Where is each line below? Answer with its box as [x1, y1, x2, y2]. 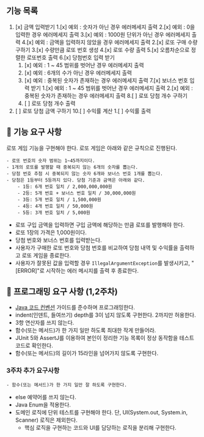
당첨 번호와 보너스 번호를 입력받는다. [15, 236, 102, 243]
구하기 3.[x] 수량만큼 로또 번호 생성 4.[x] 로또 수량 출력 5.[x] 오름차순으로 [15, 46, 190, 53]
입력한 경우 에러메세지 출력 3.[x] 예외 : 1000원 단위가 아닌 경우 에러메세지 [15, 31, 191, 38]
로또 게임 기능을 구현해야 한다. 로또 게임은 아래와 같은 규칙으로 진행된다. [6, 144, 177, 152]
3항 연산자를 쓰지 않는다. [15, 319, 75, 326]
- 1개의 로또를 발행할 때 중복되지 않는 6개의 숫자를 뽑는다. [6, 164, 139, 170]
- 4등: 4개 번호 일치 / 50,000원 [17, 203, 93, 209]
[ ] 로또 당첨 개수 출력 [24, 100, 76, 107]
